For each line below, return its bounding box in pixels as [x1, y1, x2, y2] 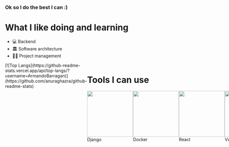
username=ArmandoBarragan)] [5, 73, 69, 78]
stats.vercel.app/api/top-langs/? [5, 68, 70, 73]
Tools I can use [87, 74, 149, 86]
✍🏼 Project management [12, 53, 61, 59]
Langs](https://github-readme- [18, 62, 81, 68]
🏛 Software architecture [12, 46, 63, 51]
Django [87, 136, 102, 142]
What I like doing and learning [5, 22, 129, 33]
